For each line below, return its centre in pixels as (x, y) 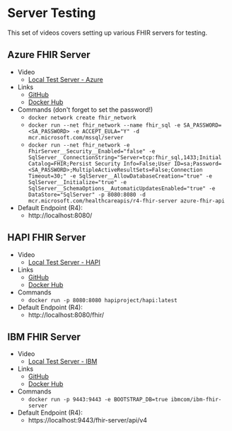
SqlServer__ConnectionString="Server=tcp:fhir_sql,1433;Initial (125, 157)
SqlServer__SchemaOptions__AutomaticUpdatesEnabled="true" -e (122, 188)
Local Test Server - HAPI (64, 262)
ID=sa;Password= (198, 163)
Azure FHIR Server (49, 55)
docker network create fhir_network (82, 117)
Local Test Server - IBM (63, 362)
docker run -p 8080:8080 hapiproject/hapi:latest (103, 300)
